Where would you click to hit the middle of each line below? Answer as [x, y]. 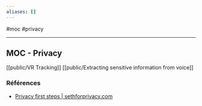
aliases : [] [21, 12]
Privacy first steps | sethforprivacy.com [64, 96]
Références [23, 83]
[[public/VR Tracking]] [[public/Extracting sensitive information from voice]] [100, 68]
